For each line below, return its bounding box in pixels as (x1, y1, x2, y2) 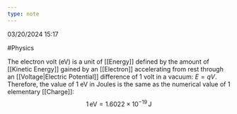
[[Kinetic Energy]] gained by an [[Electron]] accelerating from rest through (7, 64, 224, 73)
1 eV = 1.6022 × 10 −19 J (86, 98, 152, 108)
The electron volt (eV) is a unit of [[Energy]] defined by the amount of (7, 57, 210, 66)
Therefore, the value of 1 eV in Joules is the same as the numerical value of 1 (7, 79, 231, 89)
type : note (7, 10, 40, 18)
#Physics (7, 43, 34, 52)
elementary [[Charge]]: (7, 87, 74, 96)
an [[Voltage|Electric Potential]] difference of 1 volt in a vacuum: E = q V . (7, 72, 217, 81)
